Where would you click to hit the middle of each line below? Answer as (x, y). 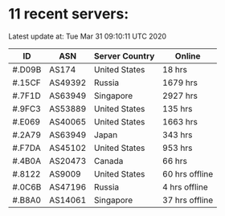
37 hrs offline (188, 200)
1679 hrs (180, 83)
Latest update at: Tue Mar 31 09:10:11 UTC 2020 (88, 36)
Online (188, 55)
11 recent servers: (69, 14)
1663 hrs (180, 121)
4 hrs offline (185, 187)
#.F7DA (27, 148)
